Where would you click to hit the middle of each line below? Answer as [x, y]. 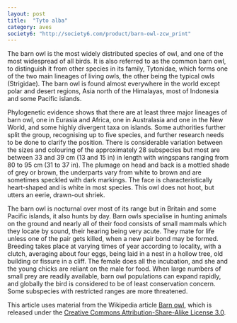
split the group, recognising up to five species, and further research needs [116, 135]
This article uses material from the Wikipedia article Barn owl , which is [110, 305]
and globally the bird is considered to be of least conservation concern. [111, 284]
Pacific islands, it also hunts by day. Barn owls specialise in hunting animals [117, 216]
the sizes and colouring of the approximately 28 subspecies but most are [114, 150]
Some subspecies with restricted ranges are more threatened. [98, 291]
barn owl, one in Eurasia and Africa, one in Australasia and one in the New [115, 120]
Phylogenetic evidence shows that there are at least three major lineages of [117, 112]
